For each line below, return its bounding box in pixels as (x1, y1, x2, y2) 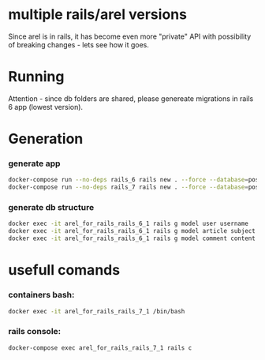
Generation (8, 130, 84, 148)
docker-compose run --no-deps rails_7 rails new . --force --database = (8, 183, 248, 191)
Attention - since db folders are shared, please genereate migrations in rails (8, 93, 254, 103)
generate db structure (8, 202, 95, 213)
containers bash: (8, 290, 75, 301)
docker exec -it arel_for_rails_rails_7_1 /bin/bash (8, 307, 185, 315)
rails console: (8, 326, 62, 337)
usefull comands (8, 261, 121, 279)
